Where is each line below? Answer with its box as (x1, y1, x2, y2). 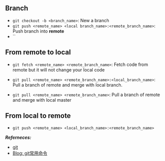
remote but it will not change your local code (12, 66, 105, 72)
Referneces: (5, 134, 32, 140)
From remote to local (5, 48, 71, 57)
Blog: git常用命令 (12, 150, 48, 156)
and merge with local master (12, 97, 72, 103)
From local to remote (5, 112, 71, 120)
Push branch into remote (12, 28, 64, 34)
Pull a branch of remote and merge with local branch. (12, 82, 123, 88)
